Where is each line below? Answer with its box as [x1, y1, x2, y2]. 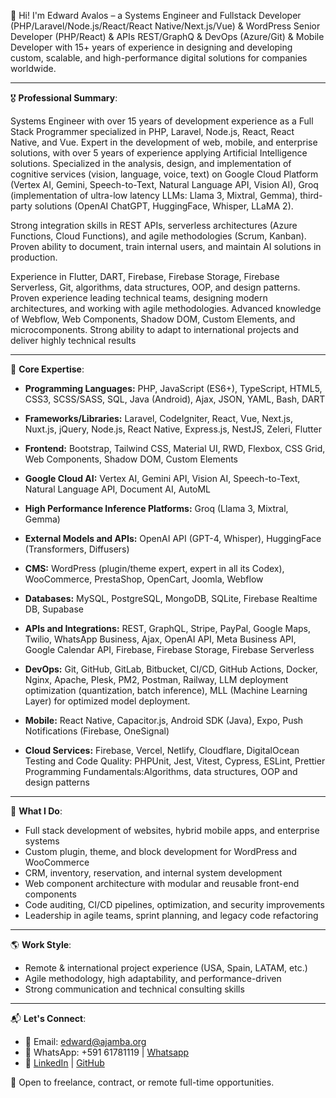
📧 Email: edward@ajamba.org [24, 1036, 147, 1047]
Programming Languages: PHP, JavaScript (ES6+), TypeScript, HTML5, [24, 383, 323, 394]
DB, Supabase [24, 603, 84, 615]
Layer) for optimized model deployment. [24, 695, 191, 707]
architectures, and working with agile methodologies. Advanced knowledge [10, 303, 322, 314]
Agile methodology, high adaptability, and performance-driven [24, 973, 282, 984]
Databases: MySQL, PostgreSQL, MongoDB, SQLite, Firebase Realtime [24, 593, 318, 604]
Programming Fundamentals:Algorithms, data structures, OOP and [24, 766, 298, 777]
